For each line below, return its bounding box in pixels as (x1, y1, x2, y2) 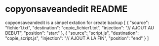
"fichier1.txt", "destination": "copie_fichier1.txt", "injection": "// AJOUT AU (5, 24, 155, 30)
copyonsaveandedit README (5, 3, 128, 15)
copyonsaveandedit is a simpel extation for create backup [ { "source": (5, 20, 149, 25)
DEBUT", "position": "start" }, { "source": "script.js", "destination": (5, 30, 139, 36)
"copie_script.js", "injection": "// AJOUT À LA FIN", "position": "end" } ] (5, 35, 149, 41)
